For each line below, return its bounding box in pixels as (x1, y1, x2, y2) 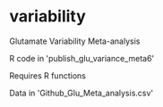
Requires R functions (9, 70, 87, 81)
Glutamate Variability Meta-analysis (9, 36, 141, 46)
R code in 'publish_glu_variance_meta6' (9, 53, 155, 63)
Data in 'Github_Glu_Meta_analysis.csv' (9, 87, 154, 98)
